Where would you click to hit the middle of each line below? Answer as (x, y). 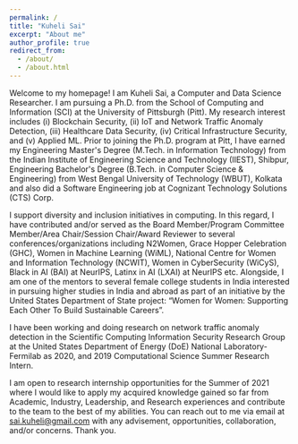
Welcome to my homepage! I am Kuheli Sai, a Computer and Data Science (145, 93)
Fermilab (26, 355)
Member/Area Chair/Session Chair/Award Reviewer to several (122, 234)
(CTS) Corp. (32, 197)
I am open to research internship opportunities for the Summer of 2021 (140, 382)
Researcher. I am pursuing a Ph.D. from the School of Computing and (136, 102)
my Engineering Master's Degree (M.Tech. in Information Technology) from (148, 149)
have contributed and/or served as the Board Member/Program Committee (147, 224)
